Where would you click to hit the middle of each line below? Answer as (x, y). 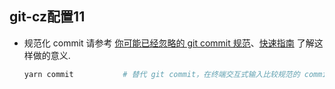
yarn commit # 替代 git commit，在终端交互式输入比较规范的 (162, 74)
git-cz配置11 (47, 17)
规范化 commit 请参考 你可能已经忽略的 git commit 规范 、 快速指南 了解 (169, 43)
